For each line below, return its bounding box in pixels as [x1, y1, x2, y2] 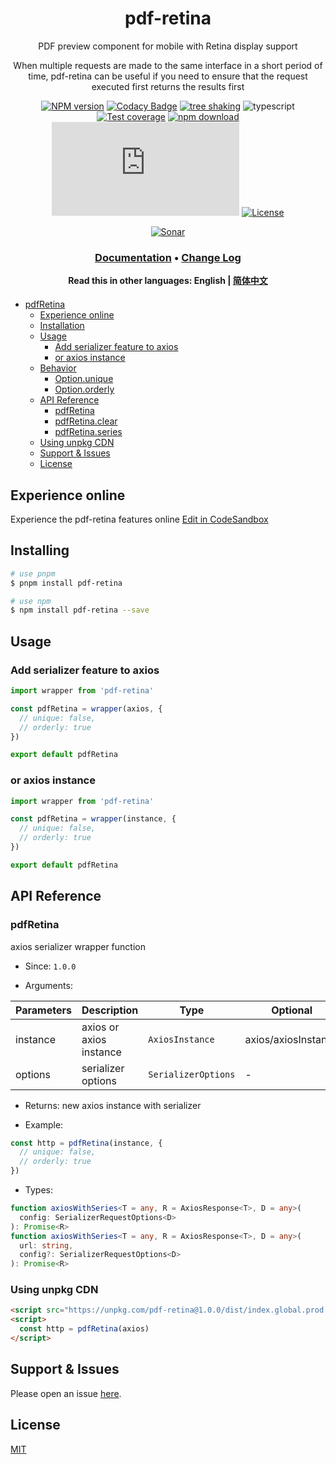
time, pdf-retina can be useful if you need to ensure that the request [28, 70, 308, 82]
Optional [271, 1003, 313, 1017]
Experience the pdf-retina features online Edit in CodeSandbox [10, 513, 269, 526]
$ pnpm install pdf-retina [10, 578, 123, 588]
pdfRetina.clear [54, 415, 118, 427]
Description [81, 1003, 139, 1017]
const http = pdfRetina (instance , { [10, 1138, 163, 1148]
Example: [24, 1118, 64, 1131]
